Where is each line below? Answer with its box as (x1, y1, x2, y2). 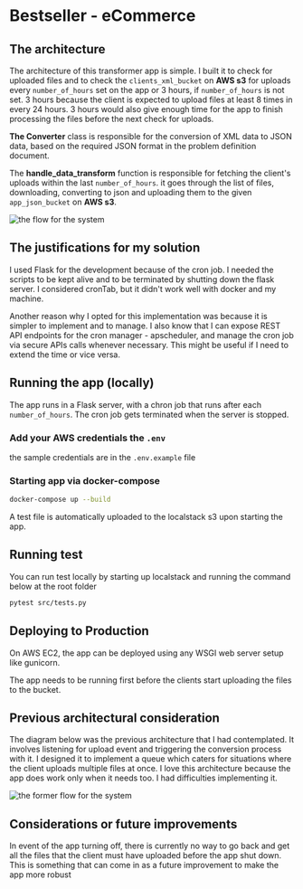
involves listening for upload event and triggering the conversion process (9, 743, 282, 755)
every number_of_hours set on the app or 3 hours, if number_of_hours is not (9, 85, 285, 95)
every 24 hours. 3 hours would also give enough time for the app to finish (9, 104, 283, 114)
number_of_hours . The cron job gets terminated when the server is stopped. (9, 409, 289, 420)
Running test (9, 547, 83, 563)
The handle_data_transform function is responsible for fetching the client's (9, 168, 291, 178)
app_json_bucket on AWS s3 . (9, 196, 118, 207)
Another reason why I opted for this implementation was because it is (9, 310, 269, 321)
